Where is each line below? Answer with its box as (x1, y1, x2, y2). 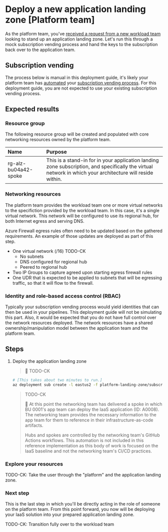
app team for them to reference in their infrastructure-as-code (24, 417, 153, 423)
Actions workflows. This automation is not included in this (24, 437, 144, 443)
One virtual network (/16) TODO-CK (12, 248, 86, 254)
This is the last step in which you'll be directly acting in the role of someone (5, 501, 160, 507)
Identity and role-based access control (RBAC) (5, 292, 121, 299)
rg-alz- (7, 160, 26, 167)
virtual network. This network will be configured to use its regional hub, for (5, 213, 159, 219)
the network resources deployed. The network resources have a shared (5, 320, 153, 326)
